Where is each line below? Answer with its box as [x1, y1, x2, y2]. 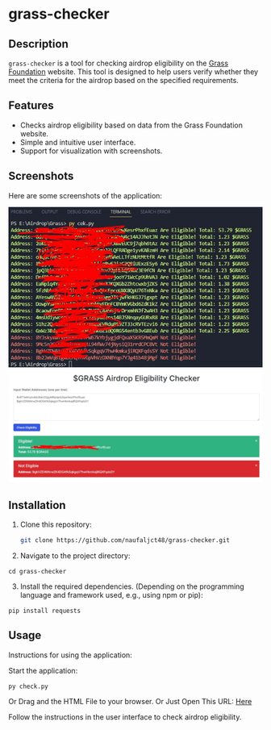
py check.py [8, 682, 48, 690]
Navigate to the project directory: [19, 550, 131, 561]
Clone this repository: [19, 519, 92, 529]
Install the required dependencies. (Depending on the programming [19, 582, 244, 591]
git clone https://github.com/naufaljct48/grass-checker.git [19, 536, 231, 544]
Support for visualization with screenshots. [19, 146, 163, 156]
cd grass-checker [8, 567, 67, 575]
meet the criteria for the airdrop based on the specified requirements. [8, 76, 240, 85]
